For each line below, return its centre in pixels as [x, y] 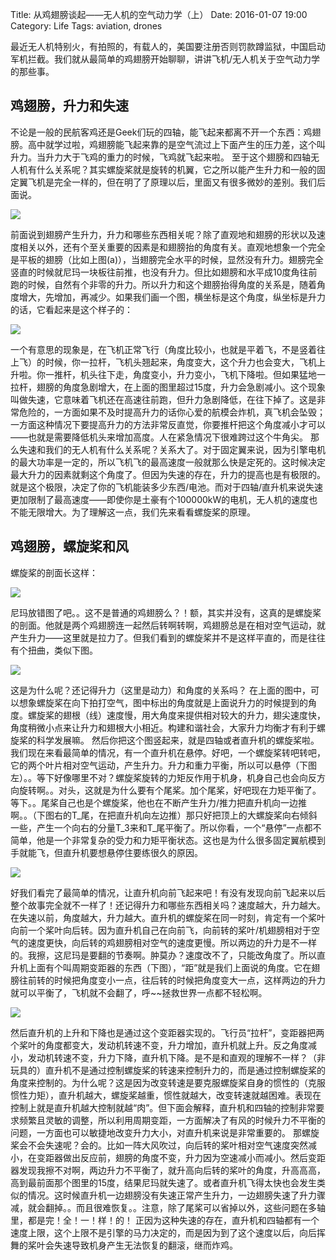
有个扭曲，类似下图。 [54, 650]
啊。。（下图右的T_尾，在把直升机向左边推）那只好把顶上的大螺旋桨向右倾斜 [164, 815]
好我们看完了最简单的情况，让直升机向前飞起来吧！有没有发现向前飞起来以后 [168, 892]
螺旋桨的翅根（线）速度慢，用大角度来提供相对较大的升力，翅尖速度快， [176, 715]
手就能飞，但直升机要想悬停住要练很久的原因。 [106, 852]
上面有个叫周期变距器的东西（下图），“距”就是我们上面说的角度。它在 [169, 967]
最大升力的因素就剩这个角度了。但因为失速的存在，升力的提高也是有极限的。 [168, 474]
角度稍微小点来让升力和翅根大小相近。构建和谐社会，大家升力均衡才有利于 [163, 727]
